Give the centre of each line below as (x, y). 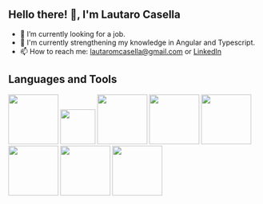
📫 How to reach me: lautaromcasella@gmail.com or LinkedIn (121, 51)
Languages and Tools (63, 79)
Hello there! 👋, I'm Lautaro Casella (95, 15)
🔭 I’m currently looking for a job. (72, 33)
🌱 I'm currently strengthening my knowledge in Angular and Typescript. (137, 42)
